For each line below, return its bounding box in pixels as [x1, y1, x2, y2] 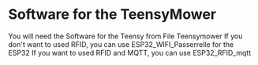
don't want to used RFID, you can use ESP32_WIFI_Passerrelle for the [8, 39, 234, 49]
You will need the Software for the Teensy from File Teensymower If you [8, 31, 243, 41]
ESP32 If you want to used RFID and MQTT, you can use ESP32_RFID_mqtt [8, 48, 251, 57]
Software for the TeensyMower [8, 5, 217, 23]
